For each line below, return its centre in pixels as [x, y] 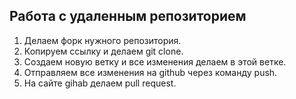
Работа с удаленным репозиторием [128, 16]
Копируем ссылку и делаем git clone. [103, 51]
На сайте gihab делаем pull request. [100, 83]
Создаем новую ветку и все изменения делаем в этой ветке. [155, 61]
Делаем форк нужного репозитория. [102, 40]
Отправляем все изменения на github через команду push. [150, 72]
